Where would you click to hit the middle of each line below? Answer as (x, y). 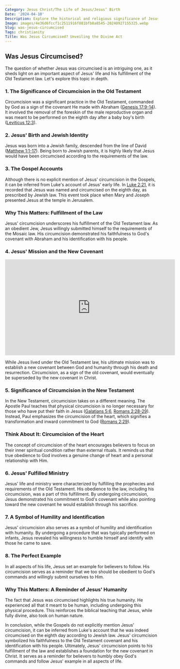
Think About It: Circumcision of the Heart (55, 434)
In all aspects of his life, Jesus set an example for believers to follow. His (77, 566)
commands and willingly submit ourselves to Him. (55, 577)
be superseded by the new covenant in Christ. (51, 378)
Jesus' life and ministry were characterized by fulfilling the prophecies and (80, 484)
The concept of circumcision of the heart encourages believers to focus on (80, 445)
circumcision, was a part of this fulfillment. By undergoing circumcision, (77, 494)
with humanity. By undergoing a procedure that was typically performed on (80, 533)
